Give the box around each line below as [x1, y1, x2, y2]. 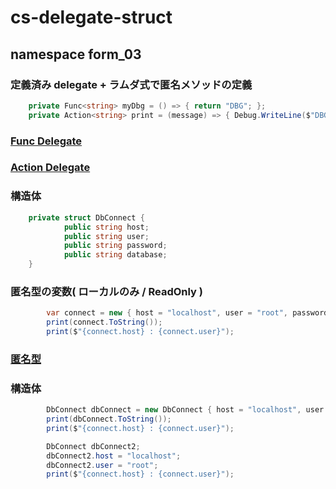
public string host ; [63, 222, 150, 232]
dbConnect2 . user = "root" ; [46, 460, 159, 470]
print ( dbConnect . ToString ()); [46, 414, 172, 425]
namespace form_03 [10, 46, 142, 63]
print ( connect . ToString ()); [46, 317, 163, 328]
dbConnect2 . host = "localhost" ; [46, 451, 182, 461]
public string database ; [63, 250, 168, 260]
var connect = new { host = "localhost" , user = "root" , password [46, 308, 329, 318]
